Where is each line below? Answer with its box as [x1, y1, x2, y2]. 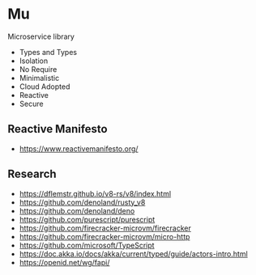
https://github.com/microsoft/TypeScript [19, 240, 155, 250]
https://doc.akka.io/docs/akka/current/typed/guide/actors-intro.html [19, 248, 248, 259]
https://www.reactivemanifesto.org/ [19, 143, 139, 154]
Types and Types [19, 47, 78, 57]
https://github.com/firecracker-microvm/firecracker [19, 223, 192, 233]
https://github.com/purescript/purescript [19, 214, 156, 224]
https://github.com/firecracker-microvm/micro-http [19, 231, 190, 241]
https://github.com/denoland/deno [19, 205, 135, 215]
